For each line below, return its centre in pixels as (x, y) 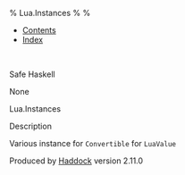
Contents (39, 30)
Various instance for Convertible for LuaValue (93, 143)
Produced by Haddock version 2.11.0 (76, 161)
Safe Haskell (32, 74)
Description (30, 126)
